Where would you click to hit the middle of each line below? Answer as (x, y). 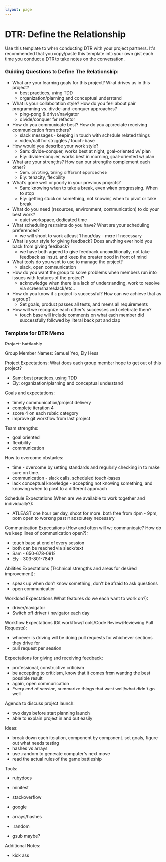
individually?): (19, 504)
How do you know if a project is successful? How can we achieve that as (87, 293)
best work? (24, 214)
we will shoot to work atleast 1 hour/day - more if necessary (81, 235)
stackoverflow (27, 797)
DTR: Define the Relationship (66, 34)
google (20, 807)
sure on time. (26, 473)
